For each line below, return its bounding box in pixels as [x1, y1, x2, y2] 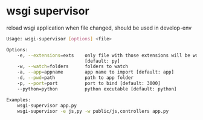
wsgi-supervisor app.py [17, 103, 77, 109]
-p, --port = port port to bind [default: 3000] [17, 80, 161, 87]
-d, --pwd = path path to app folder [17, 75, 134, 81]
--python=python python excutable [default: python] [17, 86, 177, 92]
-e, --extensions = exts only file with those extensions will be [17, 52, 190, 58]
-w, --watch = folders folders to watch [17, 63, 129, 70]
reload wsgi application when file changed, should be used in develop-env [6, 24, 192, 31]
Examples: [6, 96, 31, 103]
